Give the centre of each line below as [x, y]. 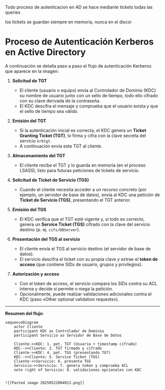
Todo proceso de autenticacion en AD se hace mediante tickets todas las [79, 7]
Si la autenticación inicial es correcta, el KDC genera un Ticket [83, 130]
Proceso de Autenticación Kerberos [79, 42]
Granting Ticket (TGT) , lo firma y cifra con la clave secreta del [83, 136]
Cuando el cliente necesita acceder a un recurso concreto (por [83, 189]
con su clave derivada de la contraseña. [60, 101]
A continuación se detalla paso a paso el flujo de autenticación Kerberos [78, 66]
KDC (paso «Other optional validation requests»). [69, 299]
